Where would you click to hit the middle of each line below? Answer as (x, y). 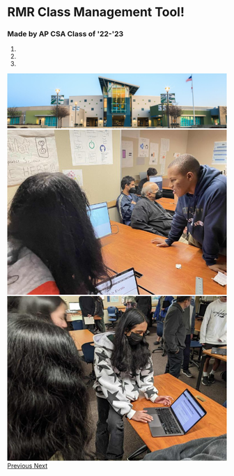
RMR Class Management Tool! (96, 12)
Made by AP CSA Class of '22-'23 (65, 34)
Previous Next (28, 466)
